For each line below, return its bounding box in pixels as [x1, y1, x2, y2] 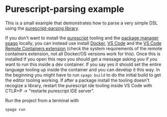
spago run [5, 107, 26, 112]
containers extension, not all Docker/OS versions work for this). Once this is [5, 51, 161, 57]
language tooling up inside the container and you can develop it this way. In [5, 66, 161, 73]
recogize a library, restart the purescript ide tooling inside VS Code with [5, 82, 153, 88]
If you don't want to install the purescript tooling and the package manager [5, 35, 159, 41]
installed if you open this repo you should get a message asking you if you [5, 56, 158, 62]
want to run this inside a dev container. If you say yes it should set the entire [5, 61, 162, 67]
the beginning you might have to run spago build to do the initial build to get [5, 72, 161, 78]
